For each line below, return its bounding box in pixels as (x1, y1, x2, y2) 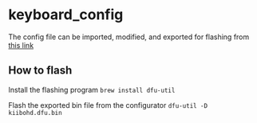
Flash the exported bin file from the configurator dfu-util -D (8, 100, 208, 109)
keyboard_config (8, 6, 124, 24)
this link (8, 40, 34, 50)
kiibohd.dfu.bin (8, 109, 62, 117)
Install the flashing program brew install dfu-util (8, 85, 176, 94)
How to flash (8, 64, 73, 77)
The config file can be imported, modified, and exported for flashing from (8, 32, 250, 42)
